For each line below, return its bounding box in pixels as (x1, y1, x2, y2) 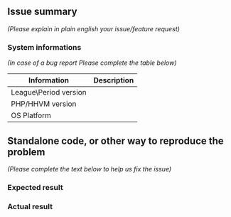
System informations (7, 42, 82, 52)
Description (93, 75, 134, 85)
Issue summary (7, 6, 77, 18)
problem (7, 146, 45, 158)
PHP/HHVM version (11, 99, 77, 109)
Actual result (7, 201, 53, 211)
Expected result (7, 182, 63, 192)
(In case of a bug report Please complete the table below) (7, 58, 177, 67)
